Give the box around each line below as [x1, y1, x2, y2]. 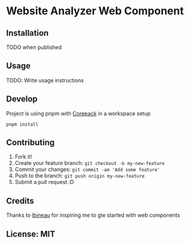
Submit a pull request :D [14, 179, 74, 186]
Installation [6, 28, 49, 38]
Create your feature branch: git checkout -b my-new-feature [14, 160, 165, 167]
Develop [6, 94, 38, 104]
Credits [6, 195, 35, 206]
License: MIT [6, 229, 55, 239]
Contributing [6, 138, 55, 148]
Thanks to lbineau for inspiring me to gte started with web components [6, 211, 180, 219]
